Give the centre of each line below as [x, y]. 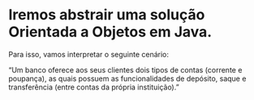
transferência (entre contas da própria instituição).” [94, 87]
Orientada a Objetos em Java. [110, 32]
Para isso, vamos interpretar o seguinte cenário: [88, 54]
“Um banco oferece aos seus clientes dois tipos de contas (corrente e [125, 69]
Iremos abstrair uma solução [107, 15]
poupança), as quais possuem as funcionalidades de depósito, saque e [127, 78]
